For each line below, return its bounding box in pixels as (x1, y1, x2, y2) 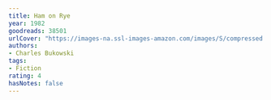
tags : (8, 57, 27, 65)
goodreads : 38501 (8, 27, 67, 35)
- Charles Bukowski (8, 49, 75, 57)
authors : (8, 42, 38, 50)
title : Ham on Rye (8, 11, 71, 20)
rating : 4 (8, 72, 42, 80)
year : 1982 (8, 19, 45, 27)
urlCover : (8, 34, 42, 43)
